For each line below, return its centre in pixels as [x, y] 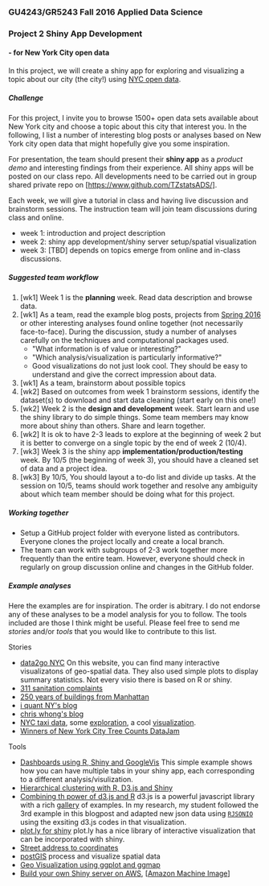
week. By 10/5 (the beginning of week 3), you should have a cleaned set [139, 459]
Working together [39, 513]
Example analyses [40, 585]
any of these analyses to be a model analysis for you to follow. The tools [128, 614]
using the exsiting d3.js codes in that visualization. [103, 822]
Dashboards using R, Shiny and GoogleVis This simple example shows [136, 762]
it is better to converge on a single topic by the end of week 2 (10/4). [133, 443]
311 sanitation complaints [61, 688]
